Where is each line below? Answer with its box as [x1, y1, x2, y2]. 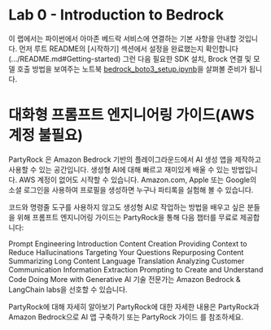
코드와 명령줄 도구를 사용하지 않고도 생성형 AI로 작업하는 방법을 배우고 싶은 [8, 202, 246, 212]
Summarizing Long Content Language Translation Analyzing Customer [8, 256, 245, 266]
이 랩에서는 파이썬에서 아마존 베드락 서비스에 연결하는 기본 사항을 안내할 [8, 33, 237, 43]
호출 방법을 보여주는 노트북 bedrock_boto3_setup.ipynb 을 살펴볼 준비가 [16, 63, 247, 74]
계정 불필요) [8, 126, 83, 145]
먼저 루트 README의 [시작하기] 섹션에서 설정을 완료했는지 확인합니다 [19, 43, 238, 54]
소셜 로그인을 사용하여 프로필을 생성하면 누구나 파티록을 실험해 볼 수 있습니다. [8, 185, 254, 194]
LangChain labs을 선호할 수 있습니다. [8, 284, 128, 294]
